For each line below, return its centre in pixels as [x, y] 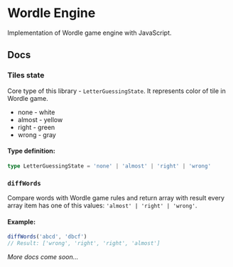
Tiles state [26, 75]
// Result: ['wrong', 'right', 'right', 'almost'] [84, 244]
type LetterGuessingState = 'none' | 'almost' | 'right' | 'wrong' [109, 166]
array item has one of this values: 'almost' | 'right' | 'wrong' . [102, 205]
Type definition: [31, 151]
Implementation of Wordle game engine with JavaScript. [90, 33]
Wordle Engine [52, 13]
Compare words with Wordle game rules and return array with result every [116, 198]
